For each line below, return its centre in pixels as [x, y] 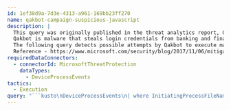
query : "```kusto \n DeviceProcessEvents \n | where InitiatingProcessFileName [118, 96]
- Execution [31, 90]
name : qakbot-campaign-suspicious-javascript [73, 20]
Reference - [31, 52]
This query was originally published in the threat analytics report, [117, 32]
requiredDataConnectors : [43, 58]
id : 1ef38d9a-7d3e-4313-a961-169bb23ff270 [69, 13]
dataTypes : [35, 70]
